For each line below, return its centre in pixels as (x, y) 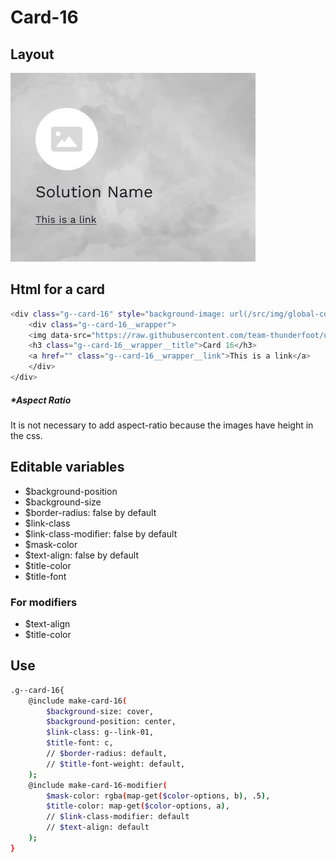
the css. (26, 435)
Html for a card (58, 289)
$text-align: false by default (82, 555)
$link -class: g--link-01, (100, 732)
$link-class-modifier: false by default (101, 533)
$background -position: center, (111, 722)
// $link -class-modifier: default (118, 817)
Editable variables (67, 467)
